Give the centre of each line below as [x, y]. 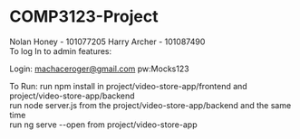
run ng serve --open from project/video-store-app [103, 125]
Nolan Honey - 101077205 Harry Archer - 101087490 [107, 42]
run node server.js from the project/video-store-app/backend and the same [150, 105]
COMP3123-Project [84, 17]
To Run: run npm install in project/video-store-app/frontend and [128, 86]
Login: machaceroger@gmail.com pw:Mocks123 [99, 69]
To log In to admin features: [61, 51]
